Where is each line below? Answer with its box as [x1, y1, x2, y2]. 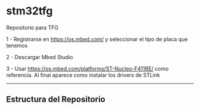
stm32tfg [6, 4, 53, 18]
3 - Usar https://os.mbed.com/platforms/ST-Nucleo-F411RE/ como [6, 65, 169, 72]
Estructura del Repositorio [6, 94, 105, 105]
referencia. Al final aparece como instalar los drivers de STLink [6, 71, 161, 78]
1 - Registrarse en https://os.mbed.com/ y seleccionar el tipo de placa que [6, 35, 188, 42]
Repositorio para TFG [6, 24, 59, 31]
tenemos [6, 42, 28, 49]
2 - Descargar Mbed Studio [6, 53, 73, 60]
